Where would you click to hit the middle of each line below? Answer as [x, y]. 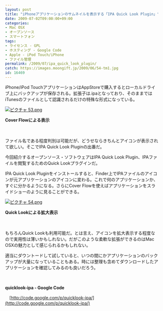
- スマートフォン [20, 37]
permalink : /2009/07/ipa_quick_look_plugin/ [51, 64]
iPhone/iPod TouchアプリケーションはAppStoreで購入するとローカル [74, 87]
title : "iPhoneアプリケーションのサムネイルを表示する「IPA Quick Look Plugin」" [82, 14]
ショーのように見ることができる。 [47, 191]
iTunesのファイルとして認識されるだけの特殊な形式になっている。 [71, 99]
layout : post [18, 9]
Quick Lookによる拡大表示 [32, 212]
